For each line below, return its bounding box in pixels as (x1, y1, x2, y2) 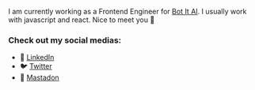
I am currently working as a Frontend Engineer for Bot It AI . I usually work (8, 7, 247, 16)
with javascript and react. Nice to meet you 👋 (8, 15, 155, 24)
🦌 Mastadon (19, 73, 59, 82)
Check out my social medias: (8, 35, 122, 46)
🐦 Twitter (19, 62, 53, 71)
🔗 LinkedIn (19, 53, 55, 62)
